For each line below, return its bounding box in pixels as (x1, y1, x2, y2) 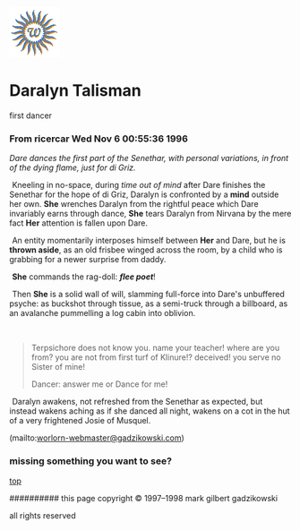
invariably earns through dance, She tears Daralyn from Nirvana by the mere (9, 209, 292, 219)
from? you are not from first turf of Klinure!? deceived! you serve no (30, 352, 281, 363)
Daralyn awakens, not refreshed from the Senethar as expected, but (12, 397, 263, 407)
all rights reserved (9, 509, 76, 521)
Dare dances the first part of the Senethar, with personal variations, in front (9, 153, 289, 164)
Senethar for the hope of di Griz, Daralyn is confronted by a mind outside (9, 189, 279, 200)
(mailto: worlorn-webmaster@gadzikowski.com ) (9, 432, 185, 443)
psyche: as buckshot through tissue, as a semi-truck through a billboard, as (9, 298, 288, 309)
